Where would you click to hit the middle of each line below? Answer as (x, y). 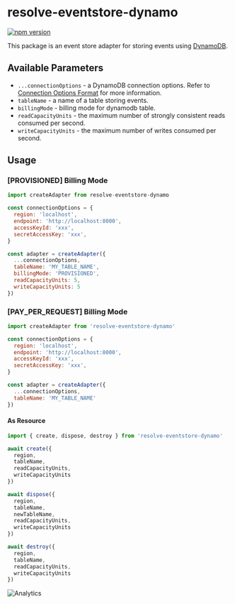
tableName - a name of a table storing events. (83, 100)
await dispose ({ (31, 494)
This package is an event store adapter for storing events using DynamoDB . (117, 45)
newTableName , (34, 514)
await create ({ (30, 449)
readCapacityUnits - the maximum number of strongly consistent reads (121, 115)
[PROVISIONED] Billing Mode (58, 180)
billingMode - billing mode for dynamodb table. (86, 108)
